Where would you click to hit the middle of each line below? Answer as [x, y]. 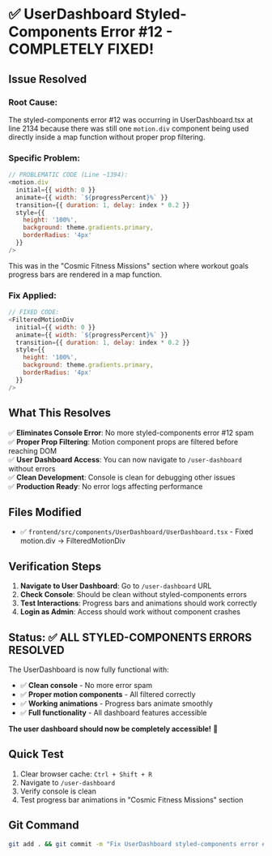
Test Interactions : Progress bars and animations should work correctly [138, 603]
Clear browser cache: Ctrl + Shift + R [86, 774]
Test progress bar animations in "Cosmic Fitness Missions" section [132, 799]
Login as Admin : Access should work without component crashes [130, 612]
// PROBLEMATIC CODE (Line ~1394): [68, 175]
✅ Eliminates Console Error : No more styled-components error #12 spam [131, 432]
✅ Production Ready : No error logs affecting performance [106, 486]
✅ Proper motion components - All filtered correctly [108, 694]
